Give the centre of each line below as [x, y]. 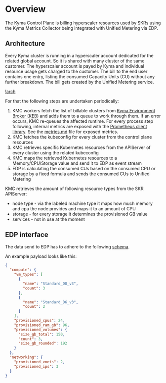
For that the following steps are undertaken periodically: [62, 101]
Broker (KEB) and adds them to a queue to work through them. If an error [86, 116]
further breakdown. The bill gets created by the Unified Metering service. [80, 82]
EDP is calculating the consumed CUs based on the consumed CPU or [84, 168]
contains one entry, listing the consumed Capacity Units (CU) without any [80, 76]
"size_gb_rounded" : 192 [43, 343]
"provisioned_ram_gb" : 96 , [42, 325]
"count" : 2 [34, 307]
